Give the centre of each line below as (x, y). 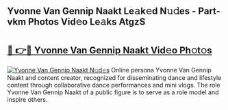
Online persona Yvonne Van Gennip (161, 70)
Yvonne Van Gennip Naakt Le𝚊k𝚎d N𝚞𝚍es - (102, 11)
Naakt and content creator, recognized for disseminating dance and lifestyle (114, 78)
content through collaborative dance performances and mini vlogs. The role (114, 85)
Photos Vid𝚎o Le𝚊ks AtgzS (87, 22)
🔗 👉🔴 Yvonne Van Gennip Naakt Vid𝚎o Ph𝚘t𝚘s (110, 50)
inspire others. (27, 99)
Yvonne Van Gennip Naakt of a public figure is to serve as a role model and (113, 92)
